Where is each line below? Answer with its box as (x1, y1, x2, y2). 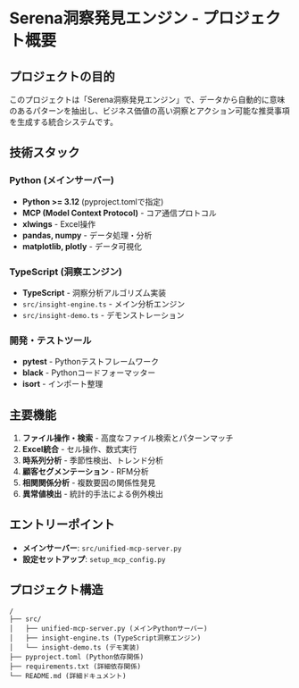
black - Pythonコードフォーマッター (21, 367, 156, 378)
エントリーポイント (9, 517, 115, 533)
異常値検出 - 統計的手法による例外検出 (21, 489, 163, 499)
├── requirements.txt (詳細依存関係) (9, 662, 141, 671)
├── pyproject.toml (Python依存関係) (9, 652, 145, 661)
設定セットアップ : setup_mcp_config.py (21, 553, 166, 564)
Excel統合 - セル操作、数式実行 (21, 444, 137, 455)
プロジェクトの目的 (9, 69, 115, 84)
